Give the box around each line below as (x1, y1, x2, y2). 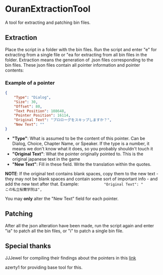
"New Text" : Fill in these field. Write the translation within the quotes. (12, 161, 152, 167)
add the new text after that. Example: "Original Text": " (5, 181, 144, 187)
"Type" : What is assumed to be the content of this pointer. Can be (12, 135, 145, 141)
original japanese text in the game (12, 156, 80, 162)
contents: (5, 67, 24, 73)
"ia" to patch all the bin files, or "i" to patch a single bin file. (5, 228, 124, 234)
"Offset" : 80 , (14, 104, 42, 109)
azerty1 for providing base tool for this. (5, 264, 83, 270)
